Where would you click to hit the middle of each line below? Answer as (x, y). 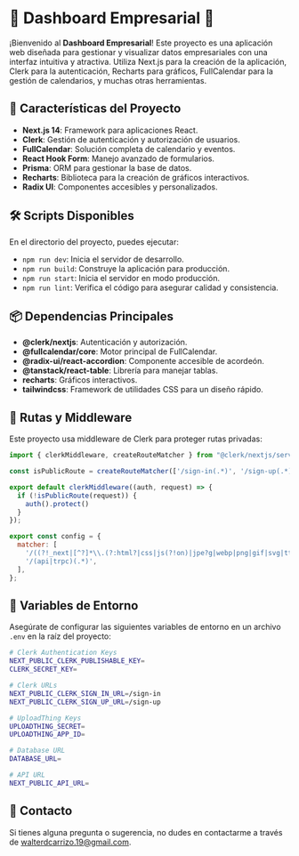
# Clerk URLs (33, 685)
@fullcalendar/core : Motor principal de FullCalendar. (120, 351)
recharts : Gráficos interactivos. (80, 380)
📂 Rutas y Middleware (71, 417)
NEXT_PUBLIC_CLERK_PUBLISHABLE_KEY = (77, 661)
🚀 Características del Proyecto (95, 109)
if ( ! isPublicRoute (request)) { (77, 496)
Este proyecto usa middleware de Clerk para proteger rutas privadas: (136, 439)
